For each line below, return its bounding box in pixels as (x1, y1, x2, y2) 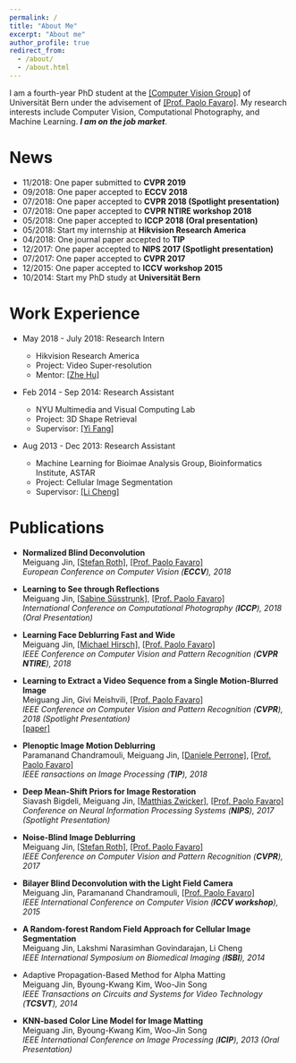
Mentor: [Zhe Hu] (35, 369, 100, 380)
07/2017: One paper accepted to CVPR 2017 (21, 252, 186, 264)
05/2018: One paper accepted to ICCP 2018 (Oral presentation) (21, 215, 258, 225)
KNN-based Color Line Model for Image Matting (21, 1015, 204, 1025)
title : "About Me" (9, 21, 78, 30)
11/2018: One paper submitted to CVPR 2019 (21, 176, 186, 188)
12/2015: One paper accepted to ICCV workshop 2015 (21, 262, 224, 273)
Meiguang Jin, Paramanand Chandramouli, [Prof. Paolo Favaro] (21, 887, 255, 897)
